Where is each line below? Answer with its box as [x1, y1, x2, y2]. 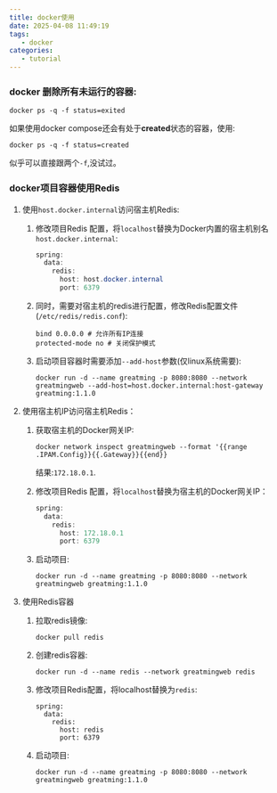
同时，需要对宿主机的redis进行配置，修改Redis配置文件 [35, 300, 239, 311]
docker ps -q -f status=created [9, 141, 129, 150]
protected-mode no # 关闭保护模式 [35, 339, 156, 347]
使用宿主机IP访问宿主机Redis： [21, 405, 136, 416]
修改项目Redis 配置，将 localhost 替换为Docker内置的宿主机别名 [35, 223, 269, 233]
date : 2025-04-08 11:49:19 [9, 21, 110, 30]
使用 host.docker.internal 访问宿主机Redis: [21, 204, 180, 215]
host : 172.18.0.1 [59, 528, 125, 537]
